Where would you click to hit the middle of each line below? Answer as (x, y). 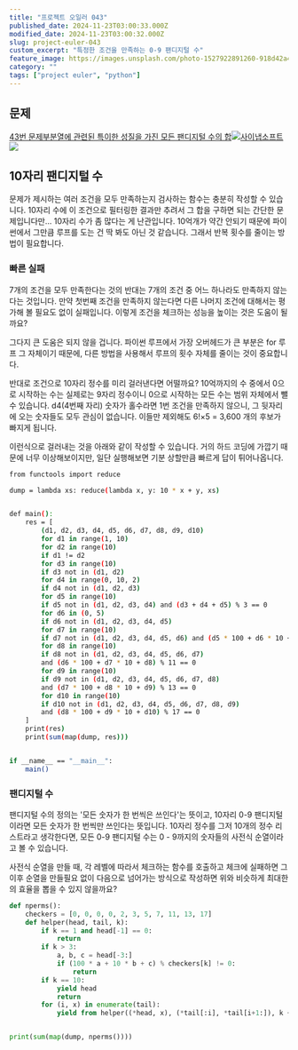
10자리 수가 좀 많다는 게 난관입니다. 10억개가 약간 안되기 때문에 (162, 221)
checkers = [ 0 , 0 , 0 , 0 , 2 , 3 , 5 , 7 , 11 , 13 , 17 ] (119, 914)
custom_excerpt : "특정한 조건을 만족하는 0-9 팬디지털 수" (106, 51)
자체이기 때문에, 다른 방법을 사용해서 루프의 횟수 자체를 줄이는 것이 (142, 353)
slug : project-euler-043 (55, 42)
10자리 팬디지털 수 (56, 175)
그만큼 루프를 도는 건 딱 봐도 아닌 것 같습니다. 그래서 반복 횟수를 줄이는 (154, 233)
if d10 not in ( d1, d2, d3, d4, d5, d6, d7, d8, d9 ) (141, 704)
